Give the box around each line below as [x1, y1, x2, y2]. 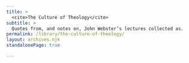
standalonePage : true [6, 43, 61, 49]
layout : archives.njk [6, 37, 61, 43]
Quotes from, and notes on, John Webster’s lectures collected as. [11, 25, 184, 32]
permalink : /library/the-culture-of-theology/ [6, 31, 125, 37]
